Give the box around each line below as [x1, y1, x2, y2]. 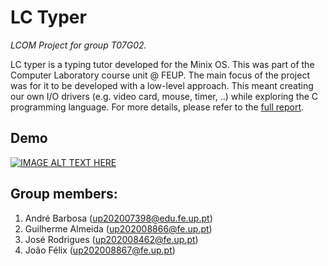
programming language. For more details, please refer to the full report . [10, 101, 305, 113]
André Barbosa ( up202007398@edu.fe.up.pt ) [24, 212, 213, 224]
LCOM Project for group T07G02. [10, 39, 147, 51]
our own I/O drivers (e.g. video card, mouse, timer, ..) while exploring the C [10, 90, 319, 102]
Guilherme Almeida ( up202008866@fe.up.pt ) [24, 222, 213, 235]
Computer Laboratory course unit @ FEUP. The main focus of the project [10, 69, 310, 81]
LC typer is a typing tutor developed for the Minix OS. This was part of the [10, 58, 315, 70]
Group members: [10, 186, 118, 203]
